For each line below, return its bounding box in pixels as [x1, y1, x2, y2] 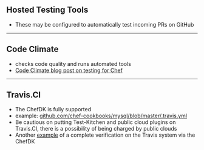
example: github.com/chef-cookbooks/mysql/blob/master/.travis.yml [15, 112, 188, 120]
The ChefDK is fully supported [15, 106, 92, 113]
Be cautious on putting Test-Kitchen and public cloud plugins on [15, 119, 176, 126]
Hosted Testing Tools [6, 5, 89, 15]
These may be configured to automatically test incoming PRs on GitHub [15, 21, 194, 28]
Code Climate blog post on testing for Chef [15, 67, 123, 74]
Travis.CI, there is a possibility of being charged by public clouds [15, 125, 177, 132]
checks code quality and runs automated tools [15, 60, 132, 67]
